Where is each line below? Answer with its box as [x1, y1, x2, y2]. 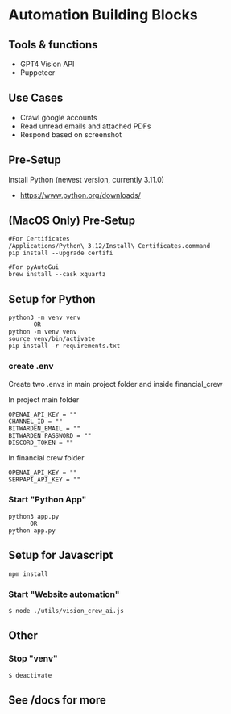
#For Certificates [8, 235, 70, 243]
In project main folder [8, 394, 80, 405]
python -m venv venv [8, 328, 78, 336]
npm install [8, 569, 48, 578]
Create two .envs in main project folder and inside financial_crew [8, 379, 223, 388]
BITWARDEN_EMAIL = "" [8, 424, 81, 433]
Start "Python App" [8, 494, 87, 506]
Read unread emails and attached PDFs [19, 121, 151, 131]
